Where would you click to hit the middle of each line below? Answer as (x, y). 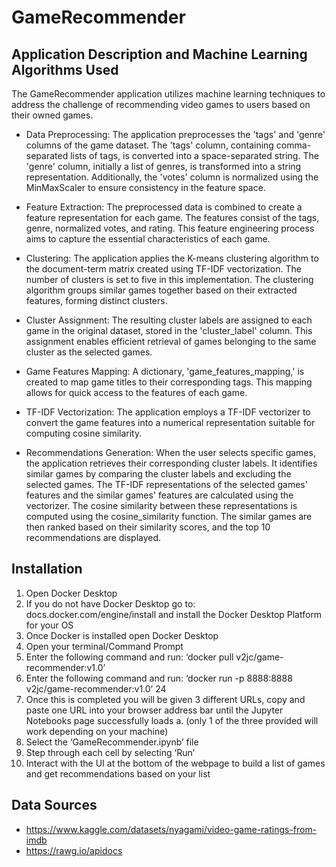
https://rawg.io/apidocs (74, 850)
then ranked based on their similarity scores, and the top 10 (148, 527)
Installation (47, 569)
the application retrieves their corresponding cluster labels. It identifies (171, 463)
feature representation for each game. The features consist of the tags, (172, 217)
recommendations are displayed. (93, 537)
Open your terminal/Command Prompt (104, 646)
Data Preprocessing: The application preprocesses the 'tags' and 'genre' (175, 134)
